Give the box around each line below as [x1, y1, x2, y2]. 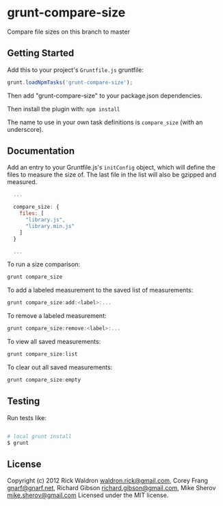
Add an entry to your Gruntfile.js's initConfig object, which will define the [7, 163, 215, 172]
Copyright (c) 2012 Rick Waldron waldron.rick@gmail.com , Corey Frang [7, 476, 209, 485]
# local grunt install [7, 433, 72, 440]
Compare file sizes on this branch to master [7, 27, 130, 36]
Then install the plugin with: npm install [7, 104, 120, 113]
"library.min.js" [25, 222, 75, 229]
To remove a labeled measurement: [7, 312, 107, 320]
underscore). [7, 125, 44, 133]
